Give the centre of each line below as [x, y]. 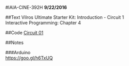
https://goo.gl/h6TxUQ [29, 58]
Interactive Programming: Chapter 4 [43, 23]
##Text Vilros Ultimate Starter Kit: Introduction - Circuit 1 [65, 17]
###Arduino [18, 52]
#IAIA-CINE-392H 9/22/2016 [36, 7]
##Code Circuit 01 [24, 32]
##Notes [15, 42]
